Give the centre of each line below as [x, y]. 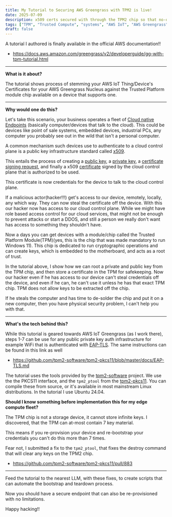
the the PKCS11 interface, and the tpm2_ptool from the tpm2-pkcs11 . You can [86, 381]
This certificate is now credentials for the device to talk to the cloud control [84, 182]
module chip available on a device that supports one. [61, 95]
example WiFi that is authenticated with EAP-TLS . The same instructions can [86, 345]
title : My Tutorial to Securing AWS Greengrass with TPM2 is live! [79, 10]
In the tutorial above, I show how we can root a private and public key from [84, 266]
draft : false [19, 29]
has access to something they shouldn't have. [54, 225]
